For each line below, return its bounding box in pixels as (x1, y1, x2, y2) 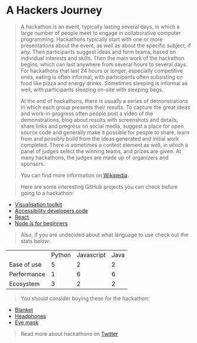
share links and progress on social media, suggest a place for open (20, 122, 184, 130)
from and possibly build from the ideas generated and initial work (20, 135, 179, 142)
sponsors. (20, 160, 45, 167)
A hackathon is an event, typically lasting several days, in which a (20, 23, 180, 30)
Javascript (76, 251, 106, 259)
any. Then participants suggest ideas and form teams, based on (20, 48, 176, 55)
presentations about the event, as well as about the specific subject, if (20, 42, 191, 49)
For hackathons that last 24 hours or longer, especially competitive (20, 67, 183, 74)
